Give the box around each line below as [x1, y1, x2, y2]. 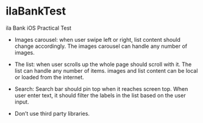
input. [14, 98, 29, 105]
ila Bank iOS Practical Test [5, 24, 71, 32]
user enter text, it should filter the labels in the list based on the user [14, 91, 187, 99]
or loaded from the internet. [14, 73, 85, 81]
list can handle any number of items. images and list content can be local [14, 67, 198, 74]
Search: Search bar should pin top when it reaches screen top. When [14, 85, 188, 92]
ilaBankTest [5, 4, 66, 18]
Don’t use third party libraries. [14, 110, 90, 117]
